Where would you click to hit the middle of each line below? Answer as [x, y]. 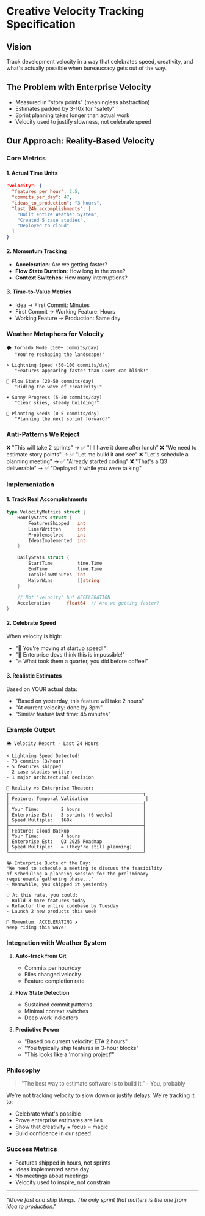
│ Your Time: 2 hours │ [76, 809]
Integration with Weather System [56, 943]
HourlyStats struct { [45, 518]
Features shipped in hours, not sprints [63, 1163]
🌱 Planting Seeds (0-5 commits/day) [53, 414]
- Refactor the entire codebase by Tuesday [63, 906]
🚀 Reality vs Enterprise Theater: [50, 788]
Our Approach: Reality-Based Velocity [81, 141]
